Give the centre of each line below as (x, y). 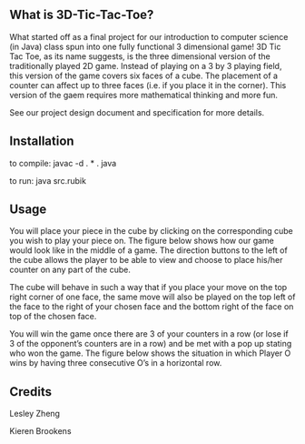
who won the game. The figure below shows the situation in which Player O (150, 353)
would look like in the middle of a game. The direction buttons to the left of (148, 250)
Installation (42, 141)
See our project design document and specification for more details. (137, 112)
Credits (31, 392)
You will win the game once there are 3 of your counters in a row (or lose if (149, 334)
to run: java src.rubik (48, 180)
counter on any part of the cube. (70, 270)
